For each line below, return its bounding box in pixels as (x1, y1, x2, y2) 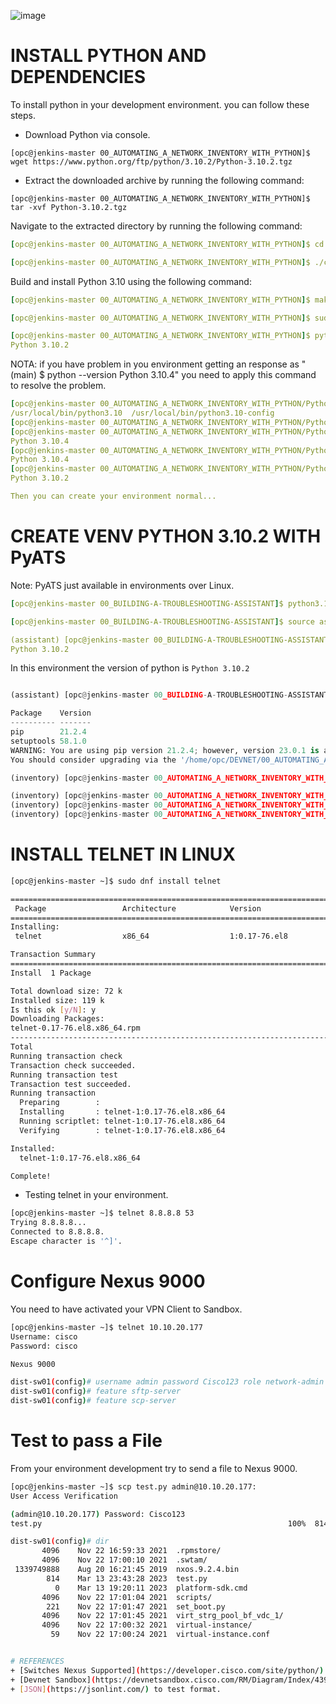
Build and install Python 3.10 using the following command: (10, 275, 252, 287)
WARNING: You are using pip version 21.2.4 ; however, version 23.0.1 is (10, 745, 320, 755)
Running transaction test (10, 1070, 118, 1080)
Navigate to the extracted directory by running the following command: (10, 220, 303, 232)
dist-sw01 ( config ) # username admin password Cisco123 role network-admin (10, 1377, 325, 1387)
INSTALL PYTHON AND (10, 45, 207, 67)
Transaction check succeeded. (10, 1060, 137, 1070)
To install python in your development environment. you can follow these (10, 98, 310, 110)
